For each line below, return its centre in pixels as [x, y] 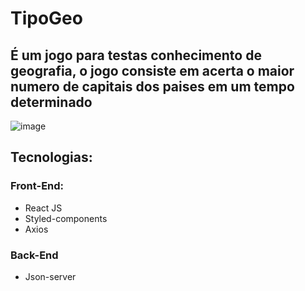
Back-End [34, 255]
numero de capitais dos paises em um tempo [152, 86]
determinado [51, 102]
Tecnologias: [51, 157]
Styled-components [66, 218]
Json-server [50, 276]
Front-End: [37, 186]
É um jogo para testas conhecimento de [136, 55]
